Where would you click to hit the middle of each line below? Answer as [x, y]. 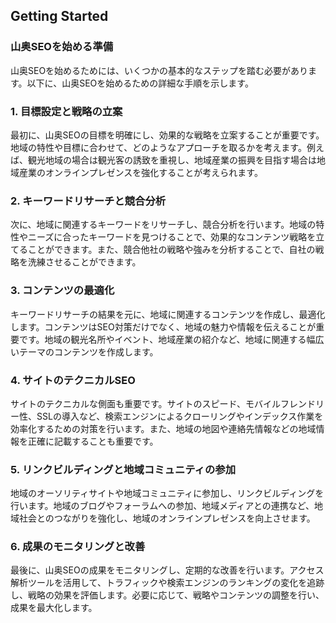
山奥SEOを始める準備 [62, 47]
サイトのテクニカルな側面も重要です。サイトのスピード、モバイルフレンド [163, 403]
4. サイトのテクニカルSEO [73, 380]
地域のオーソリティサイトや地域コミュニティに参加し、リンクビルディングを [167, 493]
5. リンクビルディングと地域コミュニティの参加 [123, 469]
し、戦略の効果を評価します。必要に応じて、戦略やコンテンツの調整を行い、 [167, 595]
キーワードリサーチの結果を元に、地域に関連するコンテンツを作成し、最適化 [168, 314]
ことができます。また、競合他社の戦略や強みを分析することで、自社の [171, 250]
